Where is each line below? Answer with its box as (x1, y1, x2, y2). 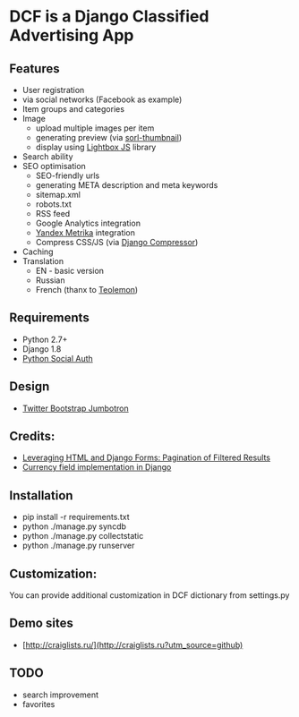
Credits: (9, 429, 56, 444)
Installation (9, 488, 73, 503)
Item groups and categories (21, 104, 125, 114)
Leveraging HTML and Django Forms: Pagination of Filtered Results (21, 452, 271, 463)
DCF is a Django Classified (9, 6, 209, 27)
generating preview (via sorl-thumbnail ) (35, 132, 183, 142)
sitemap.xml (35, 190, 81, 200)
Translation (21, 256, 64, 266)
